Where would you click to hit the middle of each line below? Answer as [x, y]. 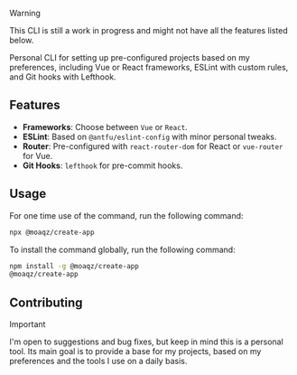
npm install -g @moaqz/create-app [74, 266]
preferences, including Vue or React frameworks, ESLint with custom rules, [149, 67]
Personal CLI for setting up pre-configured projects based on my [130, 57]
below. [22, 40]
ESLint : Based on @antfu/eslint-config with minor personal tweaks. [149, 136]
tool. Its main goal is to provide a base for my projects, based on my [135, 352]
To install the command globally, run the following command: [123, 249]
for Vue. [37, 155]
